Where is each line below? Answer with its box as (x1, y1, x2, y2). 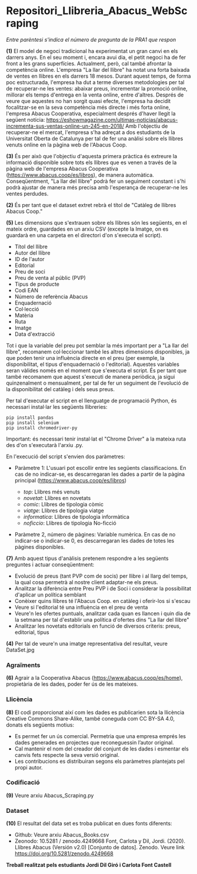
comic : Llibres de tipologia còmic (23, 501, 104, 508)
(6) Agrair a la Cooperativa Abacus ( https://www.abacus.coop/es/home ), (6, 675, 183, 682)
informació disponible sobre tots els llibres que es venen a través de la (6, 159, 177, 166)
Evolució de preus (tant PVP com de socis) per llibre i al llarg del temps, (14, 572, 188, 579)
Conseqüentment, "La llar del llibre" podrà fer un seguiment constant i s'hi (6, 178, 186, 185)
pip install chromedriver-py (6, 425, 78, 431)
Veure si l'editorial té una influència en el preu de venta (14, 603, 148, 611)
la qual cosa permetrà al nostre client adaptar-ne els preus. (14, 578, 158, 586)
